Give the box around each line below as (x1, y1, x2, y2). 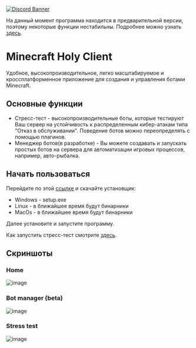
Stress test (6, 322, 38, 330)
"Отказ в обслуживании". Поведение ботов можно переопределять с (14, 127, 190, 134)
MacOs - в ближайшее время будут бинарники (14, 209, 133, 216)
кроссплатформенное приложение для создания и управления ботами (6, 75, 185, 82)
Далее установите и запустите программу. (6, 220, 115, 227)
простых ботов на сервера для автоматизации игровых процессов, (14, 146, 185, 153)
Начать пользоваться (6, 169, 90, 179)
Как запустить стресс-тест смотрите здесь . (6, 231, 117, 238)
